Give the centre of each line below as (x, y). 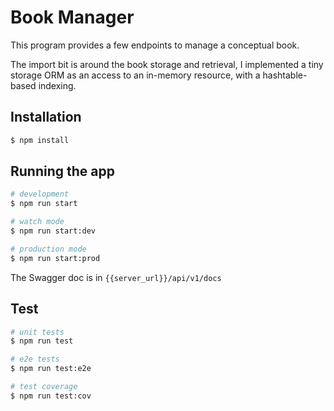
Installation (46, 117)
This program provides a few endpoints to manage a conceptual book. (155, 45)
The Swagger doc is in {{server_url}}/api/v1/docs (116, 277)
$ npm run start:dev (53, 231)
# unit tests (37, 332)
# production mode (48, 249)
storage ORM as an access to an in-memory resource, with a (135, 75)
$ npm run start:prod (55, 258)
